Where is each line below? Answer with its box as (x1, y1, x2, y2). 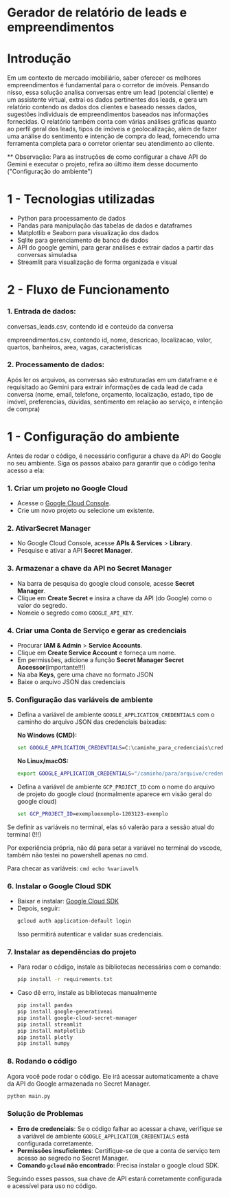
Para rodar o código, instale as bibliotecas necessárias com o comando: (16, 963, 222, 971)
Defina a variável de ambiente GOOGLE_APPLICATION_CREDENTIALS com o (16, 710, 215, 719)
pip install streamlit (16, 1021, 82, 1028)
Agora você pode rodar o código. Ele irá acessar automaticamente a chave (7, 1072, 219, 1080)
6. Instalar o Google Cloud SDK (7, 881, 112, 891)
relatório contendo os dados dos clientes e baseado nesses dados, (7, 103, 197, 111)
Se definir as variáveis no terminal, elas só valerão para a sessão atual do (7, 823, 215, 831)
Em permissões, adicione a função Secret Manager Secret (16, 655, 184, 664)
